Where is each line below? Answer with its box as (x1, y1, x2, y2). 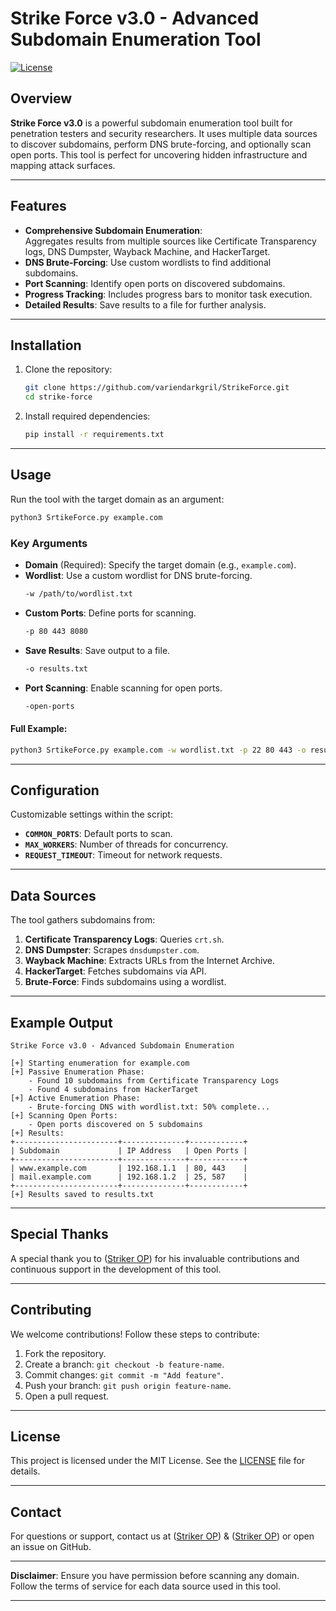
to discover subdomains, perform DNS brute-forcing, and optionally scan (10, 138, 312, 150)
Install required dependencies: (24, 410, 151, 422)
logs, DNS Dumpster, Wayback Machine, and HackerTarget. (24, 245, 271, 257)
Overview (10, 90, 73, 107)
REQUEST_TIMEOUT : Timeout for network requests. (24, 849, 223, 861)
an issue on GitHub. (10, 1541, 92, 1553)
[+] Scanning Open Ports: (10, 1111, 118, 1121)
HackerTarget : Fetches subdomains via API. (24, 965, 207, 977)
